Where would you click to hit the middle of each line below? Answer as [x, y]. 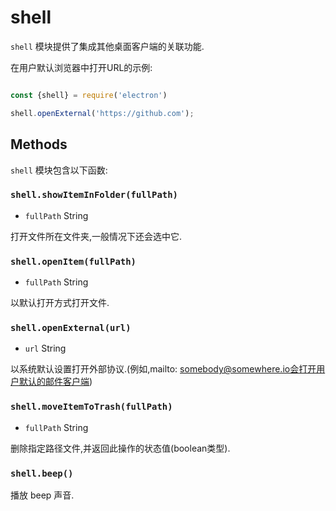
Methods [39, 144]
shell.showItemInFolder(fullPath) [94, 195]
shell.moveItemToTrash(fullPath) [91, 407]
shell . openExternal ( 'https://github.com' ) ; [102, 113]
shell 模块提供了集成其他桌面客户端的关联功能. [107, 46]
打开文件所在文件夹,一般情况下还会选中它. [96, 236]
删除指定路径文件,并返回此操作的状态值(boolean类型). [120, 448]
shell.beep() [42, 473]
